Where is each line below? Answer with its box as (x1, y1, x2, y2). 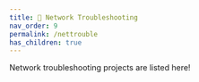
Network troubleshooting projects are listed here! (9, 62, 191, 73)
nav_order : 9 (9, 21, 58, 30)
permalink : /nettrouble (9, 29, 99, 38)
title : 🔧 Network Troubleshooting (9, 12, 139, 22)
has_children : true (9, 37, 82, 47)
